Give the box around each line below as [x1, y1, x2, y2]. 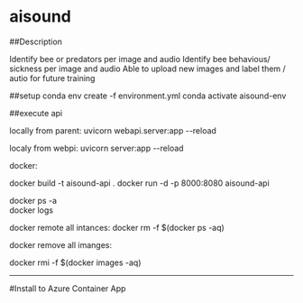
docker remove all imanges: [9, 239, 113, 250]
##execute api [9, 107, 63, 118]
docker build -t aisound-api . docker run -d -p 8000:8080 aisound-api [9, 178, 271, 188]
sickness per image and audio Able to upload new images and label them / [9, 63, 286, 74]
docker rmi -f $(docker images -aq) [9, 257, 142, 268]
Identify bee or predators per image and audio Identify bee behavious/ [9, 53, 271, 64]
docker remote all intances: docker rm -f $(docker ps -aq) [9, 222, 225, 233]
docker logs [9, 205, 54, 216]
